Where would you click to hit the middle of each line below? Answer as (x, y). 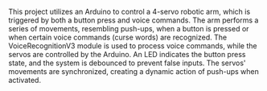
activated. (25, 80)
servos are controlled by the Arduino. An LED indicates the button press (127, 54)
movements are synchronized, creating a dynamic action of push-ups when (133, 71)
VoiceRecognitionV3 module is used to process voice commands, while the (133, 46)
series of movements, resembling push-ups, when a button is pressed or (129, 29)
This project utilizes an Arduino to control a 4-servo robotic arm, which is (129, 12)
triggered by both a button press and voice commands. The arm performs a (133, 20)
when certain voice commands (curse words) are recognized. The (118, 37)
